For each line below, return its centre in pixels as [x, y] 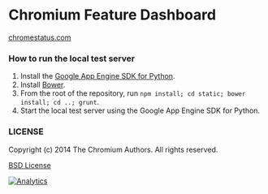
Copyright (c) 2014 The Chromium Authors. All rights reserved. [113, 149]
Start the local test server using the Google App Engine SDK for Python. [140, 110]
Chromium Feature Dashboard [112, 15]
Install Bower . [43, 85]
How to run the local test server [72, 58]
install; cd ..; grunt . [60, 102]
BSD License [30, 165]
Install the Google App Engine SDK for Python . [97, 76]
